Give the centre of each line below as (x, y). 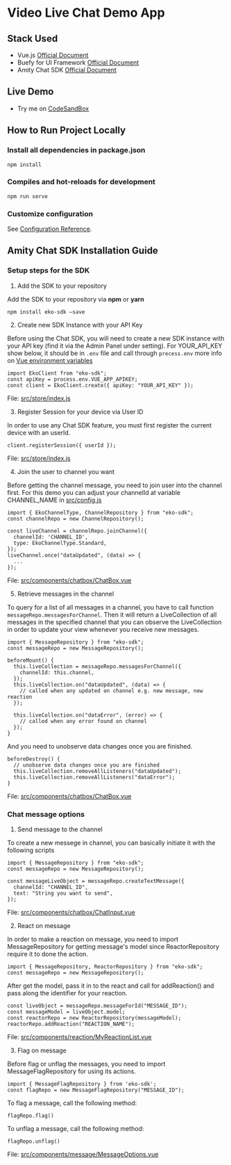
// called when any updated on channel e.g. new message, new (111, 691)
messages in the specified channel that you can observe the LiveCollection (114, 622)
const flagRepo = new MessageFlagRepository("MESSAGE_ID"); (96, 1090)
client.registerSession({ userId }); (62, 445)
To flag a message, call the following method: (72, 1103)
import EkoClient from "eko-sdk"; (57, 373)
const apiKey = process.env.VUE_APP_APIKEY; (72, 379)
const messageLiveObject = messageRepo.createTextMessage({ (96, 881)
